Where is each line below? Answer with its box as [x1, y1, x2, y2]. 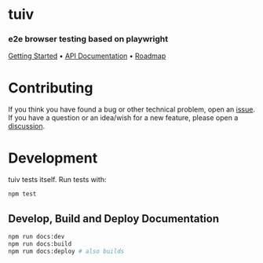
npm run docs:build [8, 239, 72, 248]
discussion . [8, 122, 46, 131]
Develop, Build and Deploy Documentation [8, 212, 220, 225]
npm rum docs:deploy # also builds [8, 247, 125, 255]
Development [8, 149, 98, 166]
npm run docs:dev [8, 233, 65, 241]
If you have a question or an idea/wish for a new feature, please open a [8, 113, 239, 122]
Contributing [8, 79, 93, 97]
